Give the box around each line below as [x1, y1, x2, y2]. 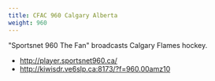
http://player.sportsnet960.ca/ [19, 56, 118, 65]
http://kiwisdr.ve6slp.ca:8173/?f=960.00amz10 [19, 64, 171, 73]
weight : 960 [8, 19, 47, 27]
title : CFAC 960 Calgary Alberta [8, 11, 118, 20]
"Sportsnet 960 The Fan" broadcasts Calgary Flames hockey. [8, 40, 208, 50]
